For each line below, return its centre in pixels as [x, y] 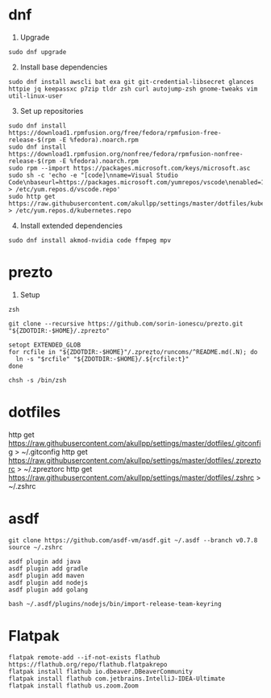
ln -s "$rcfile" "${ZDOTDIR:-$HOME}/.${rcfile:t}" [102, 359]
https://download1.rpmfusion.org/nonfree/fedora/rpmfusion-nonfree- [126, 154]
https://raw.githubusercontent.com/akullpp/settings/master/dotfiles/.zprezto [135, 460]
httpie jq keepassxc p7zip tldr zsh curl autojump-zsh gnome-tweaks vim [133, 89]
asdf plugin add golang [48, 590]
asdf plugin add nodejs [48, 582]
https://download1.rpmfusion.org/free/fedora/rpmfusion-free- [115, 132]
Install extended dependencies [71, 225]
